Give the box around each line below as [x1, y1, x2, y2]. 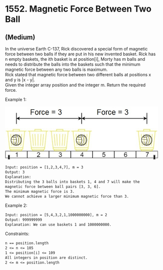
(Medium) [5, 33, 35, 41]
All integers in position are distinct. [5, 255, 88, 260]
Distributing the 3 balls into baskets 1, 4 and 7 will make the [5, 179, 140, 184]
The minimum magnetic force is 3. [5, 189, 75, 194]
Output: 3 [5, 169, 25, 174]
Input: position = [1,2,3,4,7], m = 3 [5, 165, 83, 169]
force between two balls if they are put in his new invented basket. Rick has [5, 51, 156, 57]
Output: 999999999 [5, 217, 42, 222]
